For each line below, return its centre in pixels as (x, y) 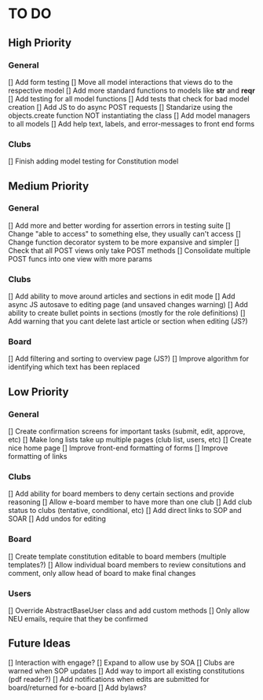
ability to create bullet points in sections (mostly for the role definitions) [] (127, 313)
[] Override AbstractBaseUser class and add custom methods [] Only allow (129, 610)
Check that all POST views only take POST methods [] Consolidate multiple (130, 250)
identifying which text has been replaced (74, 367)
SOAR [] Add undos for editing (57, 519)
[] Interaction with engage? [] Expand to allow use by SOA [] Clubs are (122, 662)
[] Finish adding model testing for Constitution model (93, 161)
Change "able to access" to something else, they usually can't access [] (124, 233)
